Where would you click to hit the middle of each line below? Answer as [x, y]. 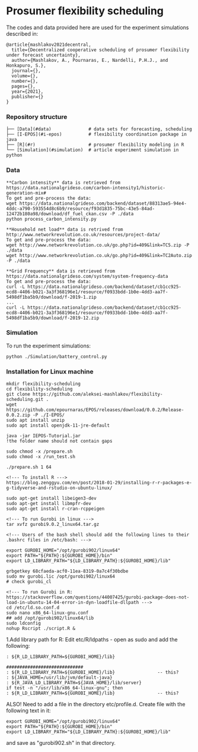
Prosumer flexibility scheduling [85, 11]
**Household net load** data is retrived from [65, 229]
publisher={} [28, 96]
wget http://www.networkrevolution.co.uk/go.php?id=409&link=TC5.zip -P [98, 245]
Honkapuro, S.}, [26, 65]
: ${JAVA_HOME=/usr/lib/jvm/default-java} [59, 678]
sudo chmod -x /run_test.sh [41, 457]
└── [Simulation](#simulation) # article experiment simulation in [92, 150]
